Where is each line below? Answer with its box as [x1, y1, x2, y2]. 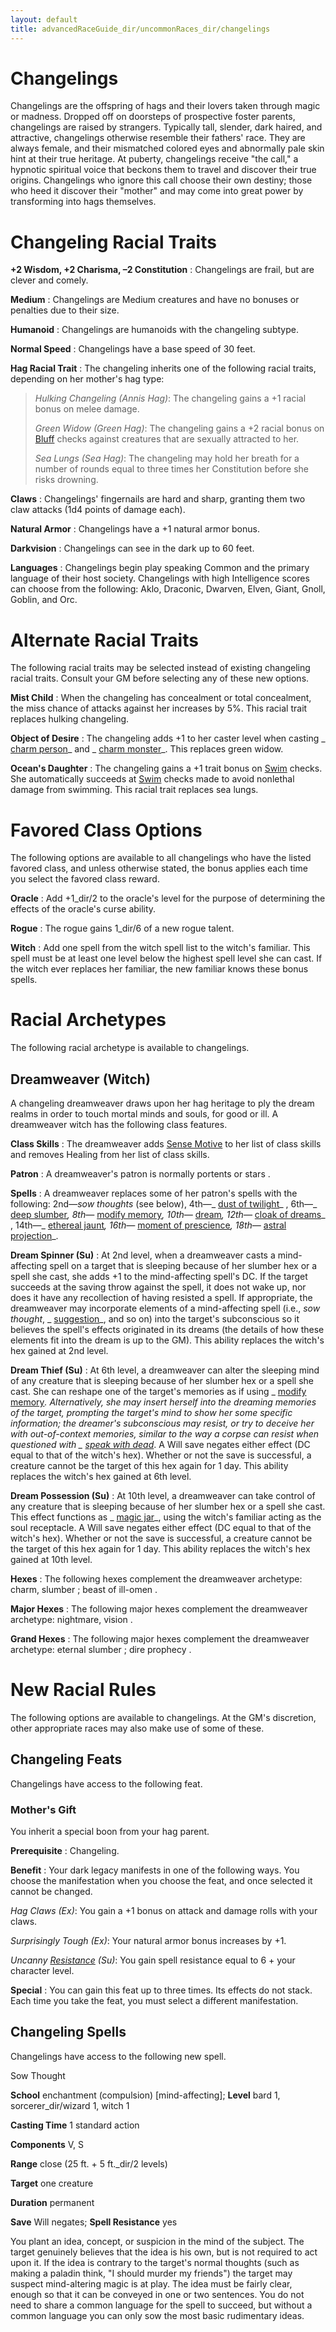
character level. [10, 1965, 75, 1977]
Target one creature [10, 2177, 94, 2189]
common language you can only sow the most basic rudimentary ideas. [10, 2309, 305, 2321]
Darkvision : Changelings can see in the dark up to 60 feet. [10, 542, 255, 555]
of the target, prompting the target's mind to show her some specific [10, 1407, 293, 1418]
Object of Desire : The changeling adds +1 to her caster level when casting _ [10, 732, 326, 745]
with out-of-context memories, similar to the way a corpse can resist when [10, 1428, 320, 1440]
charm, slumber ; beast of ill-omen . [10, 1584, 158, 1595]
